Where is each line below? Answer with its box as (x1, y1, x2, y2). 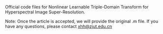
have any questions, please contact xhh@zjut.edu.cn (5, 23, 112, 29)
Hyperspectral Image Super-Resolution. (5, 9, 85, 15)
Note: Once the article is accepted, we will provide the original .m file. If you (5, 19, 159, 24)
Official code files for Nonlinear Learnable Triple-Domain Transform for (5, 4, 149, 10)
